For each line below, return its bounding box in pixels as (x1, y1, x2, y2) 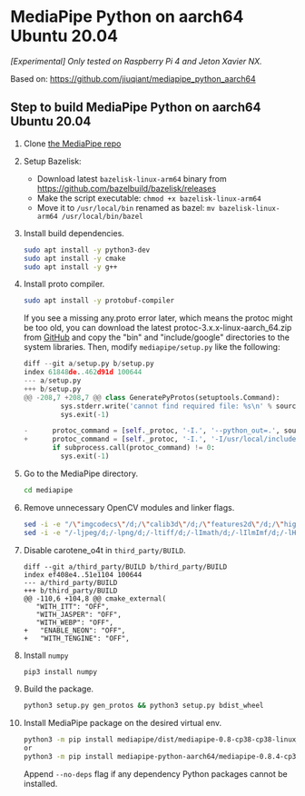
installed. (23, 778, 58, 789)
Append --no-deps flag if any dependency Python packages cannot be (23, 768, 289, 779)
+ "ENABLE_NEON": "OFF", (23, 625, 126, 635)
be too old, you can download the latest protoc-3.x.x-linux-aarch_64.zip (23, 323, 292, 333)
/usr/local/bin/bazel (61, 212, 143, 221)
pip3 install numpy (23, 667, 98, 676)
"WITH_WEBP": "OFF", (35, 618, 114, 627)
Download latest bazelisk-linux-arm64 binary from (36, 173, 228, 184)
